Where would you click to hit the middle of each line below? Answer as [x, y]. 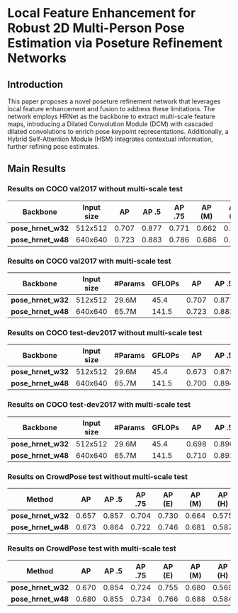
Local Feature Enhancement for [102, 13]
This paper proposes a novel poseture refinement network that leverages [114, 101]
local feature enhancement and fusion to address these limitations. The [111, 109]
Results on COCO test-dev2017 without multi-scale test [105, 332]
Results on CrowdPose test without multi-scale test [98, 476]
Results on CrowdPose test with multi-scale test [92, 549]
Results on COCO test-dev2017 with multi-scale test [99, 405]
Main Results [36, 169]
